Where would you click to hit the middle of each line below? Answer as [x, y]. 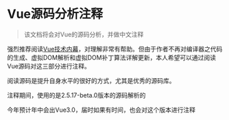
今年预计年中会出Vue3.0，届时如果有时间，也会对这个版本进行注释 [101, 110]
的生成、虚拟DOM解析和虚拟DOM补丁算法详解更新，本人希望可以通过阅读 [111, 57]
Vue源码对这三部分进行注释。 [49, 66]
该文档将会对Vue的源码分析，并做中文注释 [84, 34]
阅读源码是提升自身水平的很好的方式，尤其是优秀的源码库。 [91, 80]
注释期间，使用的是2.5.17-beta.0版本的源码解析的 [76, 95]
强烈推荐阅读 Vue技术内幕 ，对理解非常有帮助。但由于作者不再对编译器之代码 [115, 49]
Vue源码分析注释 [55, 14]
